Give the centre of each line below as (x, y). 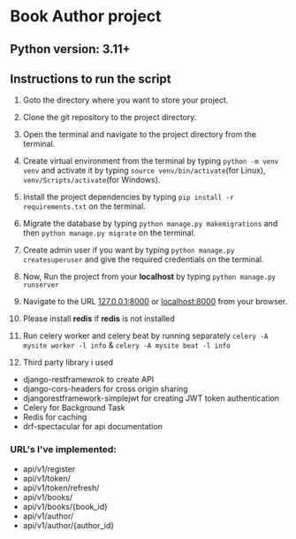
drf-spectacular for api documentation (92, 427)
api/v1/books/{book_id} (65, 506)
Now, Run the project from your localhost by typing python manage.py (149, 277)
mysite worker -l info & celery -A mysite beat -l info (126, 345)
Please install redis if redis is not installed (99, 319)
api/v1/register (49, 469)
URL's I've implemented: (64, 450)
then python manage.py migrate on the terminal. (109, 233)
